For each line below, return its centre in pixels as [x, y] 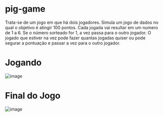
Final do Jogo [33, 96]
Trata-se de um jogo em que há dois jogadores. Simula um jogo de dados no [82, 22]
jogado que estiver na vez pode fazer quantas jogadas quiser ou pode [75, 38]
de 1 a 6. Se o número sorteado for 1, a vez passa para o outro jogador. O [78, 33]
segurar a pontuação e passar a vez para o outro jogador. [63, 43]
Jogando [23, 63]
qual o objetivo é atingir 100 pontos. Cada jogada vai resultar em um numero [81, 27]
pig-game [25, 9]
